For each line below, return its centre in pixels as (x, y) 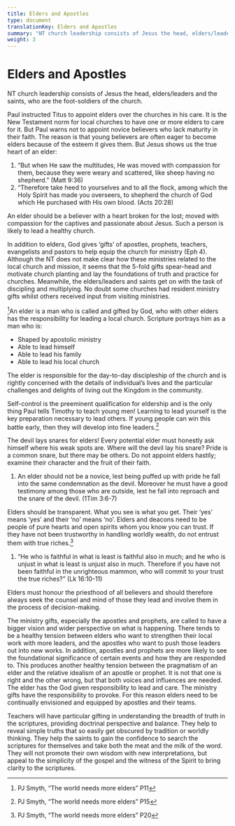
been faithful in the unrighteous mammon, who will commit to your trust (120, 572)
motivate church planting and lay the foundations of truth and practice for (113, 274)
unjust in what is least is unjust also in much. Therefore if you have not (119, 564)
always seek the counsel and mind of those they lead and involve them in (113, 600)
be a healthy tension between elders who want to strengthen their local (110, 636)
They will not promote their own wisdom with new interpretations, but (107, 753)
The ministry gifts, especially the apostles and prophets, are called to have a (117, 621)
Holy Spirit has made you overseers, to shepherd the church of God (115, 195)
